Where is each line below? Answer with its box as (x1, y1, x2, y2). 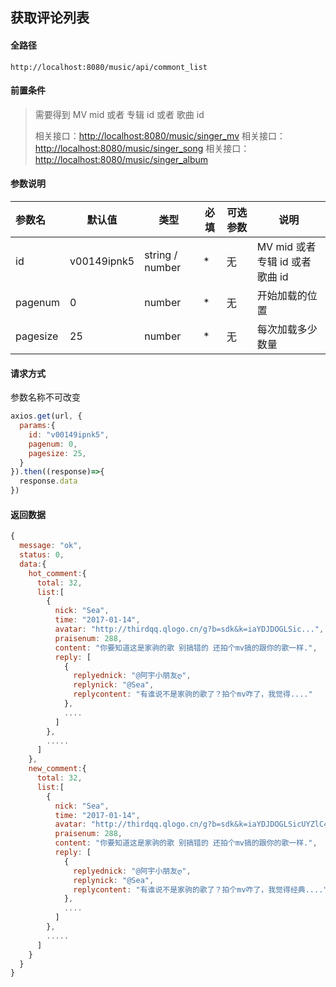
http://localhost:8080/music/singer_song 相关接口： (34, 142, 250, 154)
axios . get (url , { (10, 411, 83, 422)
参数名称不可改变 (10, 391, 81, 403)
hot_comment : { (28, 568, 87, 578)
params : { (19, 421, 56, 431)
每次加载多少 (256, 323, 318, 336)
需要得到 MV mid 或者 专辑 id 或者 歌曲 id (34, 108, 205, 120)
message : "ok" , (19, 541, 83, 551)
